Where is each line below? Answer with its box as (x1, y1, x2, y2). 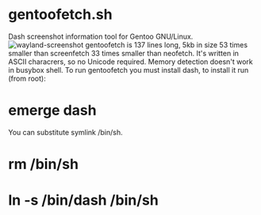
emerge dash (8, 101, 97, 119)
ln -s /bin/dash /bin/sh (8, 191, 159, 209)
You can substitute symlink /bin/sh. (8, 127, 123, 137)
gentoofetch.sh (8, 6, 113, 24)
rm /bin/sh (8, 156, 79, 173)
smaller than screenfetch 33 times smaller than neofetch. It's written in (8, 48, 240, 58)
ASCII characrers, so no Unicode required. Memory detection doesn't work (8, 57, 254, 66)
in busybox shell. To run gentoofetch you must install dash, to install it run (8, 65, 249, 74)
